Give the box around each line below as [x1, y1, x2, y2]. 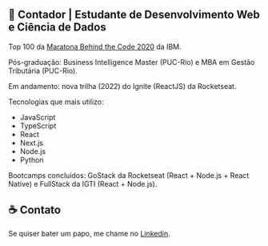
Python [19, 155, 44, 164]
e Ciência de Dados [8, 21, 106, 34]
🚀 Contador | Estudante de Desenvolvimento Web [8, 8, 260, 22]
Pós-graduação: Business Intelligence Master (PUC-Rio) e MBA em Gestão [8, 57, 255, 67]
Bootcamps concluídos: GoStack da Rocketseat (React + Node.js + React [8, 170, 250, 180]
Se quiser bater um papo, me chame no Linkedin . [8, 228, 170, 238]
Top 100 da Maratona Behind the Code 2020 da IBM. [8, 42, 182, 51]
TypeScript [19, 121, 57, 131]
